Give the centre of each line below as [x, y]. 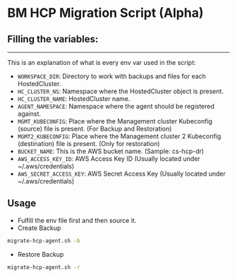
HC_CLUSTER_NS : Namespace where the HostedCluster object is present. [121, 91]
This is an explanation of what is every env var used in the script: [102, 62]
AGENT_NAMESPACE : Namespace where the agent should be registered [116, 106]
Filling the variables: [53, 39]
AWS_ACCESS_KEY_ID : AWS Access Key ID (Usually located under [109, 159]
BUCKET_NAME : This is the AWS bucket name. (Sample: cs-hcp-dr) [111, 151]
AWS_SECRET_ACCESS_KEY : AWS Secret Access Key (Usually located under [121, 174]
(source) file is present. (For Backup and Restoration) [95, 129]
